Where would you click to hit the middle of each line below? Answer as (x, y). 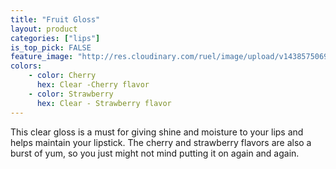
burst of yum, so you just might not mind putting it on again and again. (155, 153)
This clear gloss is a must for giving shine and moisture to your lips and (157, 132)
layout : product (44, 29)
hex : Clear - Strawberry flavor (104, 103)
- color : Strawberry (71, 94)
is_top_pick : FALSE (51, 47)
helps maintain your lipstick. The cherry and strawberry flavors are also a (161, 142)
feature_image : (42, 57)
